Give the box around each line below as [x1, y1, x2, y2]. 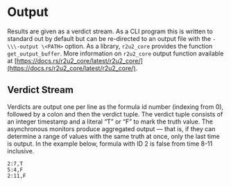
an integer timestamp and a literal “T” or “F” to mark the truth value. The [7, 117, 213, 126]
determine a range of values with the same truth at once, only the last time [7, 132, 220, 140]
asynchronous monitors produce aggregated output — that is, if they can [7, 124, 216, 133]
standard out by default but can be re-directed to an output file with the [7, 34, 212, 42]
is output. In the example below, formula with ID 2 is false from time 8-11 [7, 139, 213, 148]
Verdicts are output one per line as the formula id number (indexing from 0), [7, 102, 224, 111]
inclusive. [7, 146, 35, 155]
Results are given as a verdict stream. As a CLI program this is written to [7, 27, 213, 35]
